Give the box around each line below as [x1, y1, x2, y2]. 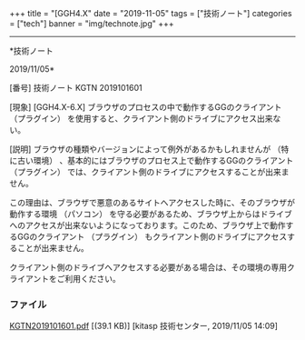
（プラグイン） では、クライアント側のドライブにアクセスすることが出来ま [9, 166, 290, 177]
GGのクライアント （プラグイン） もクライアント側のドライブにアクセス [16, 231, 288, 242]
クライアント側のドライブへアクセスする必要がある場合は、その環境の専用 [9, 262, 288, 273]
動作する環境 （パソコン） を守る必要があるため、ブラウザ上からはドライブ [9, 208, 292, 219]
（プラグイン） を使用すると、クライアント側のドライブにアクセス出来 [9, 113, 274, 124]
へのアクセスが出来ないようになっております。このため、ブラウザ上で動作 [9, 220, 286, 230]
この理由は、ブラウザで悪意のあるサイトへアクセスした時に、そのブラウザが [9, 197, 295, 207]
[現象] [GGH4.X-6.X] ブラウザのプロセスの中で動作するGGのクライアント [9, 102, 282, 112]
